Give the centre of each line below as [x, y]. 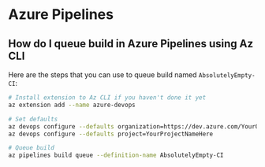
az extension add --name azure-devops [72, 105]
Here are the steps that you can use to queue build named [103, 75]
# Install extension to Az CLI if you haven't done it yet [107, 98]
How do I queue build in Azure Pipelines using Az [131, 44]
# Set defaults [33, 119]
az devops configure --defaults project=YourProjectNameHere [111, 134]
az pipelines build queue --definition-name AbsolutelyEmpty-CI [116, 155]
